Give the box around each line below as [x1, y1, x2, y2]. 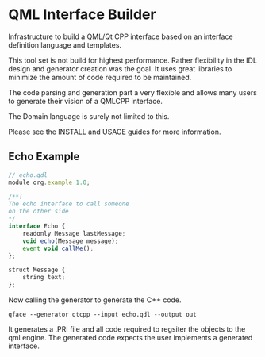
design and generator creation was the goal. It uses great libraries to [8, 63, 232, 73]
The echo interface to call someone [8, 200, 129, 208]
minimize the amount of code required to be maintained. [8, 72, 192, 82]
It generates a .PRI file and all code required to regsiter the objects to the [8, 324, 246, 334]
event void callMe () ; [22, 244, 94, 252]
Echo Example [8, 150, 80, 163]
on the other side [8, 208, 69, 216]
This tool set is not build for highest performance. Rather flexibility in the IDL [8, 56, 258, 65]
